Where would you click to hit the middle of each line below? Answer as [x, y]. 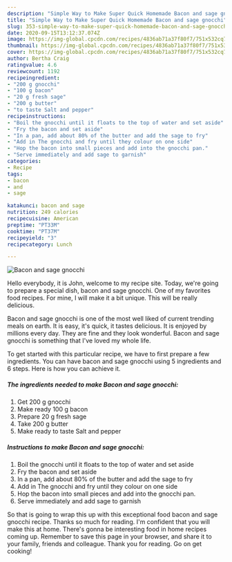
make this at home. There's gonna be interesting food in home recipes [107, 530]
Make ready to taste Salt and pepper [69, 432]
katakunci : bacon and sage [46, 206]
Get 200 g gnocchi [44, 402]
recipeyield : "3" [32, 238]
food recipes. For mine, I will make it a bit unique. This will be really [103, 298]
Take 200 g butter [43, 424]
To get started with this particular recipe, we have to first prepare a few [108, 354]
